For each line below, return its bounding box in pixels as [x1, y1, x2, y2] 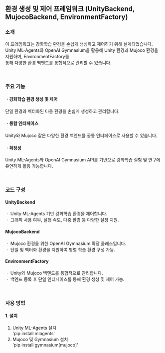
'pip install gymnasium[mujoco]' [12, 342, 78, 348]
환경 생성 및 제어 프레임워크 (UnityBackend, [5, 4, 135, 13]
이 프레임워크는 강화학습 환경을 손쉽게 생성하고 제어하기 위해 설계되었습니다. [5, 41, 153, 47]
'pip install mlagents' [12, 330, 55, 336]
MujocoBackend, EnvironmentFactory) [5, 13, 128, 21]
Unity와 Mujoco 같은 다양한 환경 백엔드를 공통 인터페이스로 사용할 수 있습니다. [5, 132, 158, 138]
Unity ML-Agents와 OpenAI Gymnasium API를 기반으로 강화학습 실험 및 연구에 [5, 157, 161, 163]
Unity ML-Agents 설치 [12, 325, 57, 331]
